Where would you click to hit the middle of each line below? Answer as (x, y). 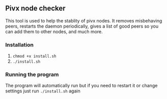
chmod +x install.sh (34, 56)
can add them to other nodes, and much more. (54, 31)
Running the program (32, 75)
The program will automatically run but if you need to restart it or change (81, 86)
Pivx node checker (35, 8)
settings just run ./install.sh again (43, 91)
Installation (20, 44)
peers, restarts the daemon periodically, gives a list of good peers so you (82, 26)
